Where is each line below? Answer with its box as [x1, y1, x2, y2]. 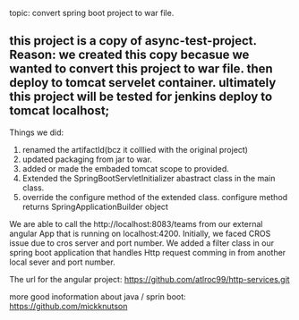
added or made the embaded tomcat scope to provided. [21, 163, 230, 173]
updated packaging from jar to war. [21, 154, 152, 164]
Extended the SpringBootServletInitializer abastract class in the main [21, 173, 276, 183]
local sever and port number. [9, 257, 115, 267]
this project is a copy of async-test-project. [9, 33, 257, 48]
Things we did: [9, 127, 64, 138]
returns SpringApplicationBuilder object [21, 201, 168, 212]
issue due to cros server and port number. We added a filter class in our [9, 237, 275, 248]
